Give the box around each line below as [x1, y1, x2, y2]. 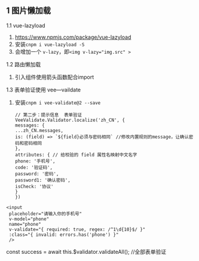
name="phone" [8, 221, 42, 227]
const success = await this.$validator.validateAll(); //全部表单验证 [6, 248, 167, 255]
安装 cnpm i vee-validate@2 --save [14, 99, 101, 106]
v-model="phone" [8, 216, 50, 222]
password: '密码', [14, 171, 59, 177]
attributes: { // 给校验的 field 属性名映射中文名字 [14, 152, 137, 158]
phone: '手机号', [14, 158, 56, 164]
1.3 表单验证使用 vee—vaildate [6, 86, 81, 93]
